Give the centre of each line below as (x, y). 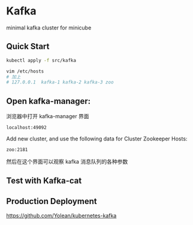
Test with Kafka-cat (44, 181)
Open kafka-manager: (49, 101)
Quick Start (28, 46)
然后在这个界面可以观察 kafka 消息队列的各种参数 (67, 162)
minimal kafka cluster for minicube (49, 28)
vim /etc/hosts (25, 71)
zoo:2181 (17, 150)
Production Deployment (52, 201)
